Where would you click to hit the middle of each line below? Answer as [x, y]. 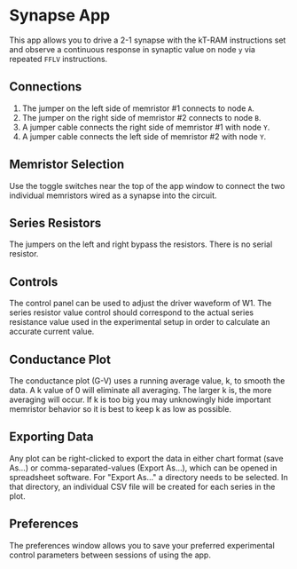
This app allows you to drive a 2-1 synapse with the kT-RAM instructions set [148, 40]
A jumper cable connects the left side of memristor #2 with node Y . [144, 136]
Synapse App [60, 16]
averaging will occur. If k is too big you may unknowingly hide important [141, 399]
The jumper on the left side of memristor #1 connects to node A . [138, 108]
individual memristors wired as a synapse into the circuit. [113, 195]
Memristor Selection [67, 165]
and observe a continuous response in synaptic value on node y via [132, 49]
